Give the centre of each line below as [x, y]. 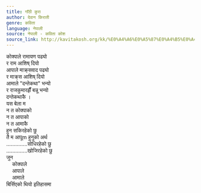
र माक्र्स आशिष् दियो [25, 76]
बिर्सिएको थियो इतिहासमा [29, 184]
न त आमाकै [17, 124]
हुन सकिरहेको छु [22, 130]
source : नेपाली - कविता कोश [36, 34]
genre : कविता [21, 23]
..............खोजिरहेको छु [29, 151]
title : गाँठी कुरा [23, 12]
